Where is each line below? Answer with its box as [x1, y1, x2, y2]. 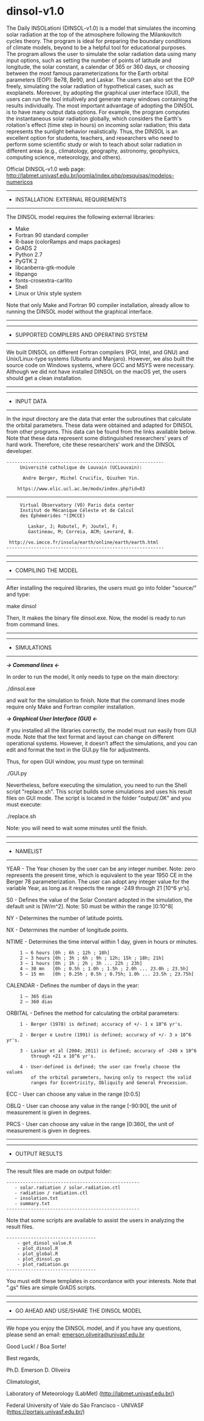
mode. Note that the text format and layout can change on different [6, 733, 174, 740]
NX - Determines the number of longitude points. [6, 926, 129, 933]
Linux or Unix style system [15, 289, 82, 297]
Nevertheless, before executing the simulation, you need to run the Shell [6, 781, 187, 789]
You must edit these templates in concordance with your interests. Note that [6, 1277, 197, 1284]
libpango [15, 270, 38, 277]
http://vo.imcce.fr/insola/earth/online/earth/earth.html [8, 539, 159, 545]
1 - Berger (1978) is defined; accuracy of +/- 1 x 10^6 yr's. [19, 1021, 183, 1027]
